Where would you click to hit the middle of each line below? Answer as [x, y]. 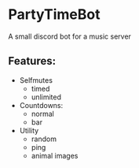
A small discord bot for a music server [70, 36]
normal [43, 114]
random [44, 139]
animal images [55, 155]
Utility [29, 130]
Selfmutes [36, 80]
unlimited [46, 97]
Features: [32, 61]
